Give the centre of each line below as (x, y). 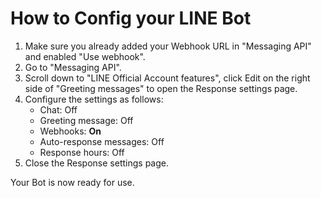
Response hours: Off (82, 152)
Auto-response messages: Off (102, 141)
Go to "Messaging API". (73, 67)
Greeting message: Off (86, 120)
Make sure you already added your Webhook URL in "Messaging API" (168, 46)
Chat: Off (58, 109)
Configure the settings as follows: (94, 99)
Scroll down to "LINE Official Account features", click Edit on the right (167, 78)
